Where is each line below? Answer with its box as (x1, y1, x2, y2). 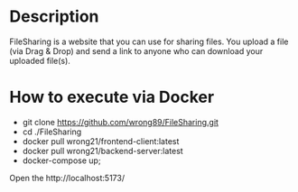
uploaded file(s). (9, 55, 70, 66)
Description (9, 6, 99, 27)
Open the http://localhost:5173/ (9, 172, 125, 183)
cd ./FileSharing (22, 126, 82, 137)
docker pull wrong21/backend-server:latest (22, 145, 183, 156)
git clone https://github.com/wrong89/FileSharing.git (22, 116, 219, 127)
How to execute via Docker (9, 87, 215, 107)
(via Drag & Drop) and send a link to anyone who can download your (9, 45, 264, 56)
